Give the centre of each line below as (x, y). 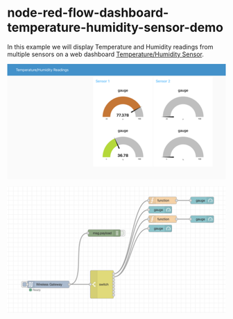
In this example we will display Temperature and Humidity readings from (110, 47)
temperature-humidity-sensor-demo (115, 27)
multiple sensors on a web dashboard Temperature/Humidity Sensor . (106, 54)
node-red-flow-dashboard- (88, 13)
